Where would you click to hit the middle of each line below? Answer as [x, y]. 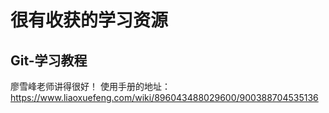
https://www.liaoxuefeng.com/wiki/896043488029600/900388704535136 [164, 97]
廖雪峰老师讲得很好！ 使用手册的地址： [90, 86]
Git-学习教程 [49, 60]
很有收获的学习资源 [89, 20]
